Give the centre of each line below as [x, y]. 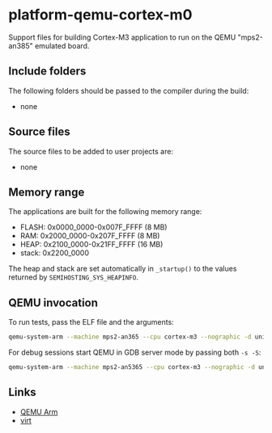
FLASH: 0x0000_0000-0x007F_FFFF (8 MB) [93, 227]
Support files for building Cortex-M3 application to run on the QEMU [122, 37]
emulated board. [62, 45]
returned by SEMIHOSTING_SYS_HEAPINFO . [74, 277]
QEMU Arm [39, 412]
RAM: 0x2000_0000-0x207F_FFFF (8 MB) [90, 236]
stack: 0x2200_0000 [55, 253]
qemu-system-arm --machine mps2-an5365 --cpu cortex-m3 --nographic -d [132, 368]
